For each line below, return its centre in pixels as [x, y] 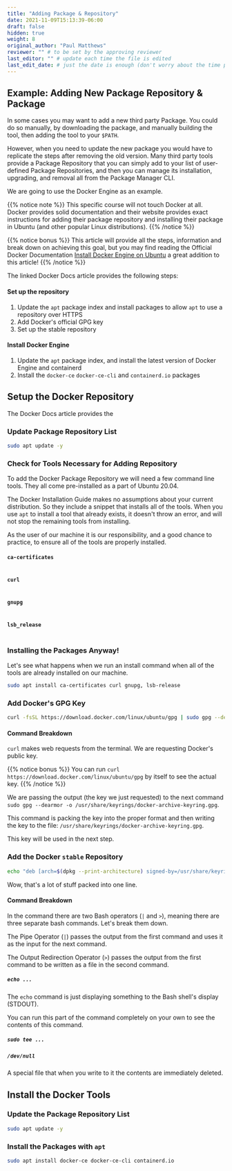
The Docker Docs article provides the [60, 413]
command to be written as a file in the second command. [88, 964]
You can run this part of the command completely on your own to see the [111, 1017]
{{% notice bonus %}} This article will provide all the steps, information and [115, 240]
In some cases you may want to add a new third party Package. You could [113, 120]
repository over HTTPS [50, 314]
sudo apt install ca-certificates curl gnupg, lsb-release [94, 686]
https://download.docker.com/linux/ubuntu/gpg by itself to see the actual [112, 777]
